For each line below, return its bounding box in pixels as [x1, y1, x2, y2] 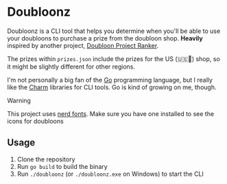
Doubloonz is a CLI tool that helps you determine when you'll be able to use [7, 27, 221, 35]
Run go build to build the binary [16, 162, 108, 170]
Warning [7, 96, 31, 104]
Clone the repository [16, 155, 75, 163]
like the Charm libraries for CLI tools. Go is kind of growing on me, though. [7, 83, 217, 91]
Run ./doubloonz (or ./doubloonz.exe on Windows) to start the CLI [16, 170, 204, 178]
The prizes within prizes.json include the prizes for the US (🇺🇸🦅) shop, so [7, 54, 221, 62]
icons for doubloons [7, 117, 64, 125]
